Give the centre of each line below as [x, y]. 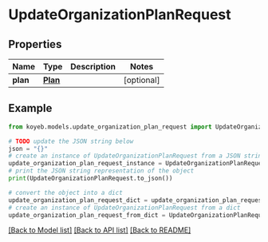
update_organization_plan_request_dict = [78, 200]
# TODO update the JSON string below [71, 141]
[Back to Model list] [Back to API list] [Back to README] [100, 230]
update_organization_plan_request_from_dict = [87, 215]
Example [30, 108]
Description [93, 67]
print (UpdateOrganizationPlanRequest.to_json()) [91, 179]
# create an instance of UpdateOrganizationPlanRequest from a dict [124, 208]
